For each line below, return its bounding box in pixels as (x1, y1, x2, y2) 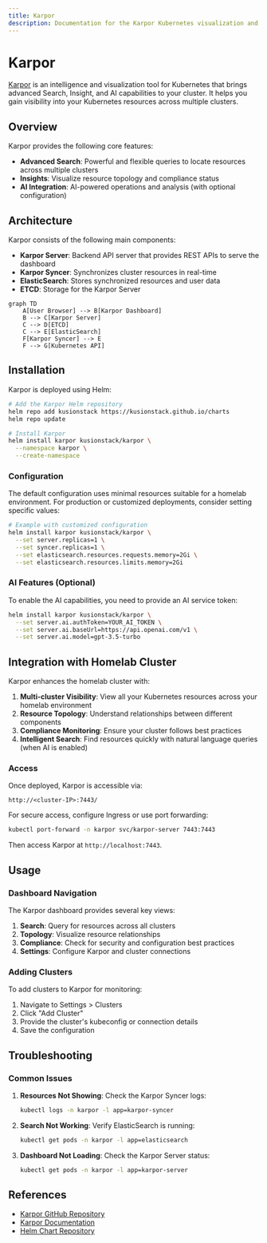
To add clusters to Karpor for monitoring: (8, 984, 143, 995)
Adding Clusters (8, 966, 73, 977)
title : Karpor (8, 11, 56, 20)
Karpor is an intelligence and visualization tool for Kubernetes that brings (8, 80, 248, 89)
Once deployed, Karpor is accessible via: (8, 780, 143, 791)
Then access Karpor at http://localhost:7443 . (8, 840, 163, 850)
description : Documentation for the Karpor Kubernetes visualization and (8, 19, 259, 27)
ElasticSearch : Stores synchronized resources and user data (19, 276, 221, 286)
